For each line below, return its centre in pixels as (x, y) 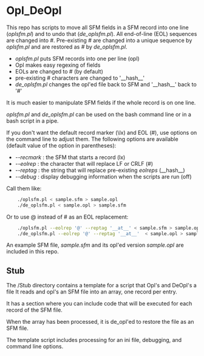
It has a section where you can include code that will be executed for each (99, 304)
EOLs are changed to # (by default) (59, 71)
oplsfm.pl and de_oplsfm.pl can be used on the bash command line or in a (99, 114)
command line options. (35, 346)
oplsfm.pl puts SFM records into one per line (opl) (77, 58)
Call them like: (24, 188)
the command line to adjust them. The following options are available (92, 139)
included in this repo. (32, 252)
